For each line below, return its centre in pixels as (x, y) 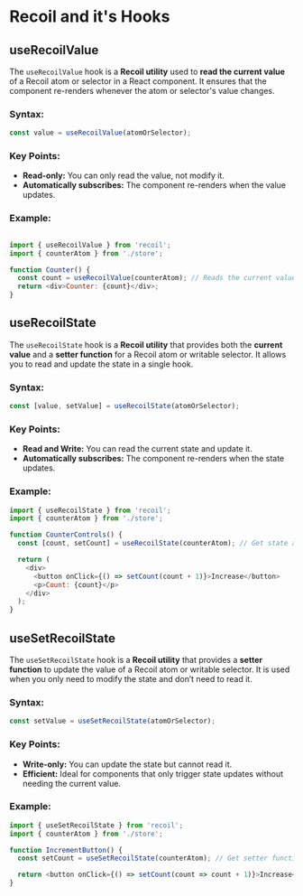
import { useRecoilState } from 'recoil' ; (90, 510)
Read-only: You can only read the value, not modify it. (124, 176)
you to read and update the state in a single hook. (101, 364)
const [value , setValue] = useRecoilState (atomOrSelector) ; (125, 406)
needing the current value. (72, 783)
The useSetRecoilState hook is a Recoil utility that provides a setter (136, 660)
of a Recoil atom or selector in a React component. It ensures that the (138, 81)
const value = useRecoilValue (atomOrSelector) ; (101, 133)
